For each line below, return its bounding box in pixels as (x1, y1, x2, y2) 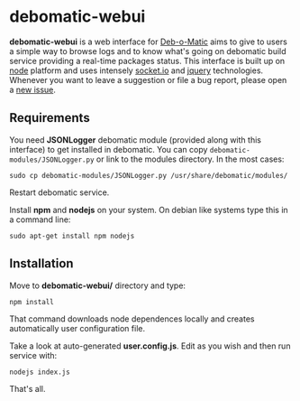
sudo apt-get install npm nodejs (9, 231, 135, 240)
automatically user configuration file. (9, 322, 146, 333)
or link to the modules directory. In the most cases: (95, 154, 285, 164)
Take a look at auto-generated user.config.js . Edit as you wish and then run (9, 340, 291, 351)
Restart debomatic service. (9, 187, 110, 198)
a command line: (9, 214, 71, 225)
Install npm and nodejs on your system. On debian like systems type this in (9, 204, 288, 215)
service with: (9, 350, 58, 360)
